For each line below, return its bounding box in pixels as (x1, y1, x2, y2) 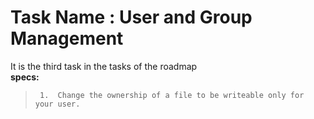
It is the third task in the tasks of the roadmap (10, 60, 198, 72)
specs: (10, 71, 40, 83)
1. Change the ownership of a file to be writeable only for (39, 90, 305, 100)
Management (10, 27, 124, 50)
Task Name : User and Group (10, 6, 253, 29)
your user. (34, 99, 81, 109)
